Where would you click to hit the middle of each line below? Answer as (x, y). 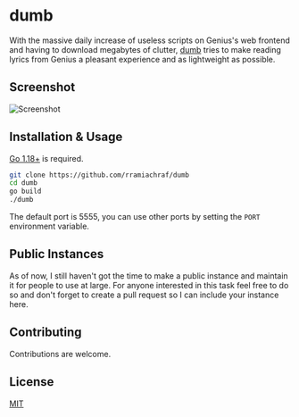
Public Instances (57, 254)
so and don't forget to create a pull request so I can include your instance (144, 295)
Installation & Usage (66, 137)
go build (25, 192)
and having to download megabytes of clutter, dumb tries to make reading (145, 49)
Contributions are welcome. (60, 354)
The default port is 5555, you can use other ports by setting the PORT (135, 217)
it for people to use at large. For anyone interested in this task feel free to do (149, 285)
